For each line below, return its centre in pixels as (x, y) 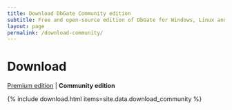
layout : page (26, 26)
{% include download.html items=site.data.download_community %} (105, 99)
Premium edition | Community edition (61, 86)
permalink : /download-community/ (55, 33)
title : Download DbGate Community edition (69, 13)
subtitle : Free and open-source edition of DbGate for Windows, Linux (111, 20)
